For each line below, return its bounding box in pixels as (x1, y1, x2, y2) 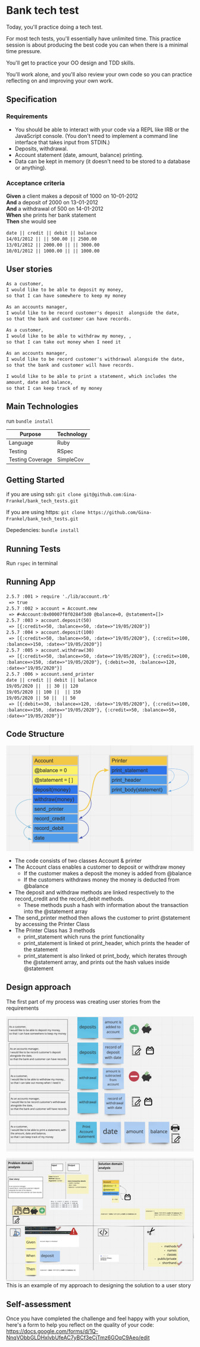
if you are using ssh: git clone (6, 491, 82, 498)
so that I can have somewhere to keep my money (6, 293, 127, 299)
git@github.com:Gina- (83, 492, 137, 498)
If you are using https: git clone (6, 509, 85, 516)
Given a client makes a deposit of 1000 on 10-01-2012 (6, 192, 139, 199)
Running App (6, 577, 56, 587)
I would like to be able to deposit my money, (6, 287, 124, 293)
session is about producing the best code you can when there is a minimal (6, 41, 189, 48)
